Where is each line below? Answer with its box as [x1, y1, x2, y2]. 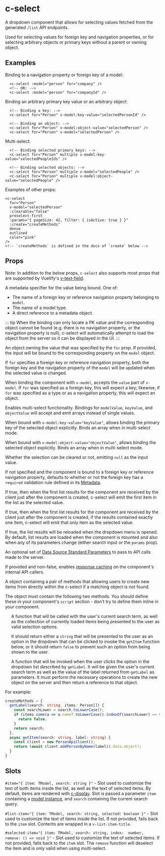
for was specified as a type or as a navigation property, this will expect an [5, 390, 156, 396]
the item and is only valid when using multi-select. [5, 845, 107, 851]
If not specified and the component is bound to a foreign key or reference [5, 469, 154, 475]
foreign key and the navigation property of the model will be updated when [5, 365, 155, 371]
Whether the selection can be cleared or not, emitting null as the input [5, 454, 148, 460]
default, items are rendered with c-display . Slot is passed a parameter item [5, 791, 156, 796]
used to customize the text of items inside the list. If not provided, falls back [5, 816, 158, 822]
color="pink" [9, 235, 36, 240]
